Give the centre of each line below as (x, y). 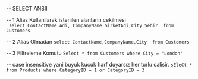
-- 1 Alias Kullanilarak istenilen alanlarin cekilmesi (66, 20)
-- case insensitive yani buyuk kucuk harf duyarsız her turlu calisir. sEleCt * (99, 65)
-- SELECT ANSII (27, 9)
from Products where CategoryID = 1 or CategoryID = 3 (76, 70)
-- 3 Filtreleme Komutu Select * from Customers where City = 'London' (95, 53)
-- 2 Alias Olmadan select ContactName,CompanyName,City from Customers (98, 42)
